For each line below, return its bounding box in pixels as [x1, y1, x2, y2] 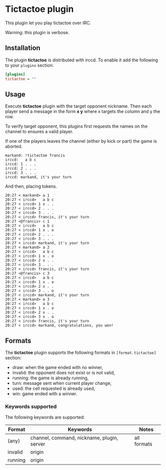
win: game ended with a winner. [12, 391, 78, 397]
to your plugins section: [5, 62, 54, 68]
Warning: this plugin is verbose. [5, 29, 70, 35]
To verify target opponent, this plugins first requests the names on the [5, 123, 148, 129]
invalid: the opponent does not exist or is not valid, [12, 370, 115, 376]
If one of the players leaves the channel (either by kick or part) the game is [5, 138, 157, 144]
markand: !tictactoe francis [5, 153, 65, 158]
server [30, 441, 45, 448]
